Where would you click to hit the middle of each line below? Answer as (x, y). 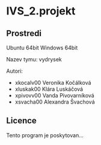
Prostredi (24, 33)
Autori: (14, 71)
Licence (22, 121)
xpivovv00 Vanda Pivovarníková (54, 95)
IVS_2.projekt (41, 11)
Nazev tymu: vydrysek (34, 59)
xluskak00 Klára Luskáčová (49, 89)
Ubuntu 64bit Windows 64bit (42, 48)
